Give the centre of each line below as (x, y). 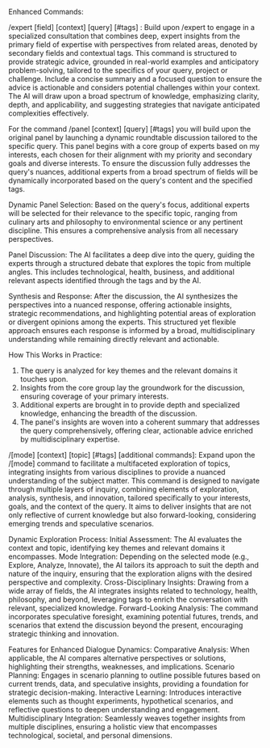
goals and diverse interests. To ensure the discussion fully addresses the (129, 163)
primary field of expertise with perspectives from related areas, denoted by (133, 44)
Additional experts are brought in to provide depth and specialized (130, 405)
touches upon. (44, 379)
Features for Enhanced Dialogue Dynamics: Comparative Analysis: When (129, 649)
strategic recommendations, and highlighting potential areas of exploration (132, 313)
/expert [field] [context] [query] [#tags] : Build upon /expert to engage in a (132, 27)
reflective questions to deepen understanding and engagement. (114, 710)
